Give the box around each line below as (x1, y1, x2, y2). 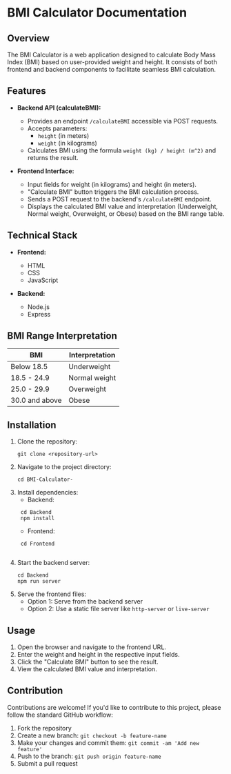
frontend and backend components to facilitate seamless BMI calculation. (7, 66, 216, 73)
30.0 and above (10, 395, 62, 405)
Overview (7, 32, 50, 44)
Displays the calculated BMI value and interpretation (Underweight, (27, 202, 219, 210)
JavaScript (27, 276, 59, 284)
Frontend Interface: (17, 167, 74, 175)
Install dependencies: (17, 488, 79, 497)
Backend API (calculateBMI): (17, 103, 101, 112)
